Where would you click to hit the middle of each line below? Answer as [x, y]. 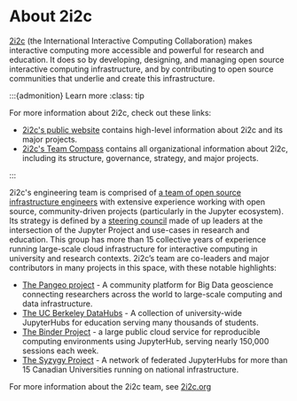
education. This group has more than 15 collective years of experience [138, 239]
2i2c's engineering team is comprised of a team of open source [125, 192]
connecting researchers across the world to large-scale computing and [152, 294]
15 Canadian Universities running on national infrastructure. [130, 369]
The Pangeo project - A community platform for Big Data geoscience [148, 284]
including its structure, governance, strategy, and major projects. [140, 158]
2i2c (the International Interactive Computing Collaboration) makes [131, 41]
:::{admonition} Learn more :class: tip [77, 96]
